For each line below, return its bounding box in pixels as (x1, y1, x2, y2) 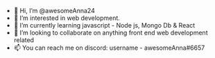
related (13, 36, 35, 44)
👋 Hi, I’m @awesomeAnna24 (13, 7, 95, 14)
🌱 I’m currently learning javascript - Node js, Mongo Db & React (13, 21, 196, 29)
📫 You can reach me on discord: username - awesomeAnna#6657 (13, 43, 205, 52)
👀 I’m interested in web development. (13, 14, 120, 22)
